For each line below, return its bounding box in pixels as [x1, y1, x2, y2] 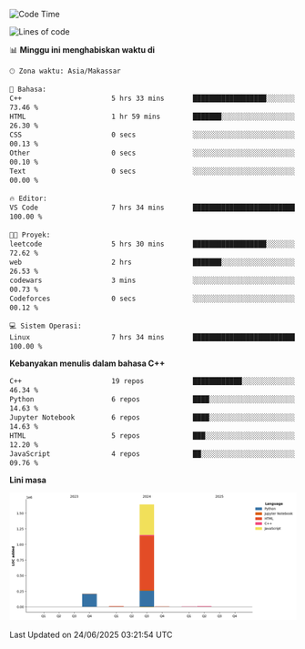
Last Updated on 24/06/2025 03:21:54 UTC [9, 629, 173, 641]
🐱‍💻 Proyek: [9, 230, 51, 239]
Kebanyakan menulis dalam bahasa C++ [9, 358, 166, 369]
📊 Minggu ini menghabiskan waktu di [9, 45, 156, 55]
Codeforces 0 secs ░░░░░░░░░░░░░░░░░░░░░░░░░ [9, 294, 296, 303]
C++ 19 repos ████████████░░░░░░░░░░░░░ [9, 377, 296, 386]
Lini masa [9, 474, 47, 485]
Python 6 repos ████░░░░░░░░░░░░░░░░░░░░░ [9, 395, 296, 404]
